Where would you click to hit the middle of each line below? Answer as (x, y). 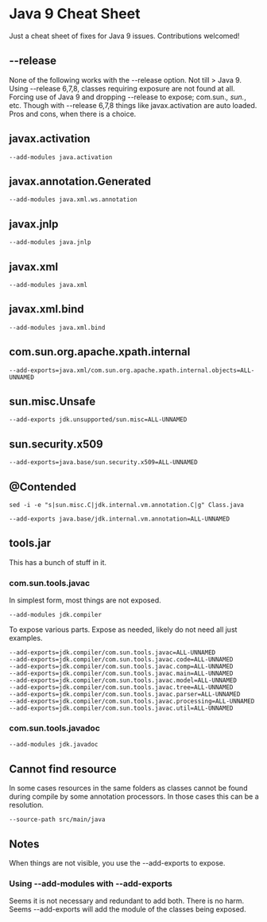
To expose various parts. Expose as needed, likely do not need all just (123, 630)
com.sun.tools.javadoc (54, 728)
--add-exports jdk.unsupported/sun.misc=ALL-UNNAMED (98, 420)
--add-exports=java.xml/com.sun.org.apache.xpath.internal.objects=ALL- (132, 370)
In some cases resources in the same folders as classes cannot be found (128, 788)
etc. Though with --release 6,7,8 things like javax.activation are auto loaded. (133, 105)
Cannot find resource (63, 769)
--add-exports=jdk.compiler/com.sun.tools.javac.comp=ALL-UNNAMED (121, 667)
